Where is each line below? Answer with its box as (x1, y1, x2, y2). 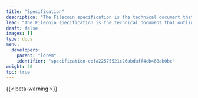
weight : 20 (6, 63, 33, 70)
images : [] (6, 31, 33, 37)
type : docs (6, 36, 33, 42)
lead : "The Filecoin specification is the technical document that (6, 19, 176, 25)
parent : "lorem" (16, 53, 57, 58)
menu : (6, 42, 19, 48)
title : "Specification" (6, 8, 65, 15)
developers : (11, 47, 41, 53)
